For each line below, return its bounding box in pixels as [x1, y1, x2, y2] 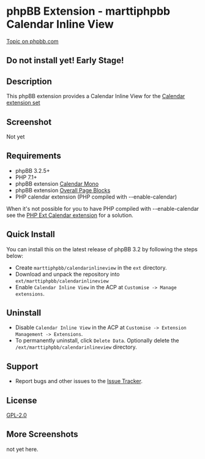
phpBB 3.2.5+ [15, 167, 50, 174]
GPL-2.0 [6, 412, 28, 419]
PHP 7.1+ [15, 173, 37, 181]
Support [6, 361, 39, 371]
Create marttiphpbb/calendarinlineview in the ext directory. [15, 264, 167, 271]
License [6, 395, 37, 406]
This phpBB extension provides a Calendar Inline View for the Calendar [6, 93, 185, 100]
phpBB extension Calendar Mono [15, 180, 99, 188]
